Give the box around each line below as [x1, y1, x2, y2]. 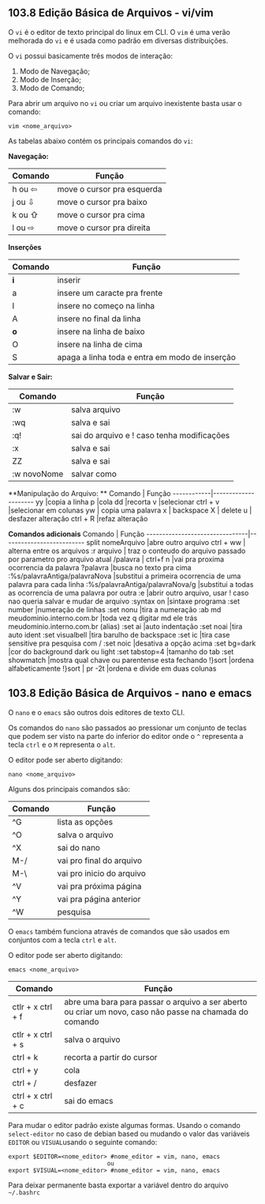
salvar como [70, 468, 117, 479]
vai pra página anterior [57, 893, 141, 904]
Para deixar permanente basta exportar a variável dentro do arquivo [8, 1180, 229, 1190]
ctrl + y [12, 1064, 39, 1075]
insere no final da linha [57, 312, 141, 324]
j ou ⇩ [12, 196, 35, 207]
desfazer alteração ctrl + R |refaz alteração [8, 513, 148, 523]
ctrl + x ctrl [12, 1090, 53, 1101]
